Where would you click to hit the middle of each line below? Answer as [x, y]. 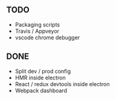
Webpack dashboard [41, 90]
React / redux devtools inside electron [62, 84]
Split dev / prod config [43, 71]
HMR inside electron [40, 78]
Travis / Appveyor [37, 31]
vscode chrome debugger [47, 37]
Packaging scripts [37, 24]
